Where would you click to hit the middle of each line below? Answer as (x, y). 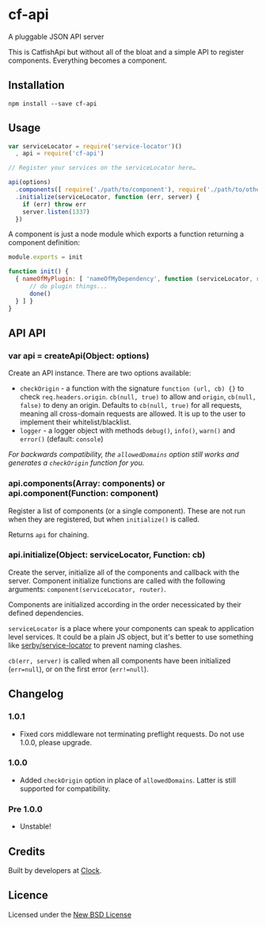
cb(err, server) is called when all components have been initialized (120, 660)
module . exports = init (46, 257)
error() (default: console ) (62, 439)
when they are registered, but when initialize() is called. (104, 519)
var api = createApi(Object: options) (79, 356)
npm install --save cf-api (53, 104)
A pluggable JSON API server (56, 37)
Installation (36, 85)
